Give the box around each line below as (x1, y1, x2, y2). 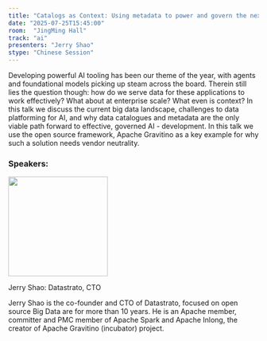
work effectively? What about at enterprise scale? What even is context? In (8, 96, 253, 105)
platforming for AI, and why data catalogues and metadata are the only (8, 113, 240, 122)
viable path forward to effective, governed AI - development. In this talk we (8, 121, 254, 131)
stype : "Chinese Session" (8, 49, 94, 57)
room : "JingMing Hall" (8, 26, 87, 34)
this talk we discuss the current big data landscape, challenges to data (8, 104, 240, 114)
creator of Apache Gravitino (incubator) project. (8, 323, 164, 333)
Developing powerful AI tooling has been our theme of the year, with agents (8, 71, 256, 80)
